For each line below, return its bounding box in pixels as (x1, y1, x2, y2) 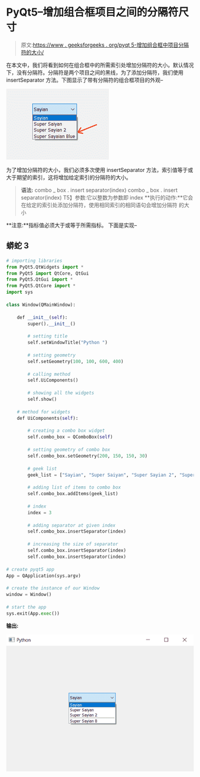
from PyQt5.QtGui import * (6, 277, 73, 282)
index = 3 (27, 509, 52, 515)
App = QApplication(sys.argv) (6, 573, 82, 579)
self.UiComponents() (27, 377, 79, 383)
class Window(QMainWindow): (6, 302, 76, 308)
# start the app (6, 604, 46, 610)
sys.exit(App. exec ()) (6, 610, 60, 616)
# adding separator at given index (27, 522, 116, 529)
